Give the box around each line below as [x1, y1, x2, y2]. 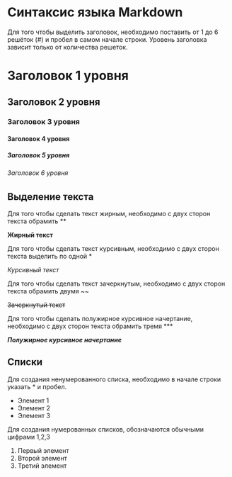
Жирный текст [7, 231, 53, 240]
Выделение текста [7, 191, 94, 203]
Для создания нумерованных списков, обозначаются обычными [7, 425, 204, 433]
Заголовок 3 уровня [7, 117, 80, 127]
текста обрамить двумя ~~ [7, 287, 90, 296]
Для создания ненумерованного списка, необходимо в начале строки [7, 375, 221, 383]
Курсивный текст [7, 266, 59, 274]
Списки [7, 356, 43, 369]
